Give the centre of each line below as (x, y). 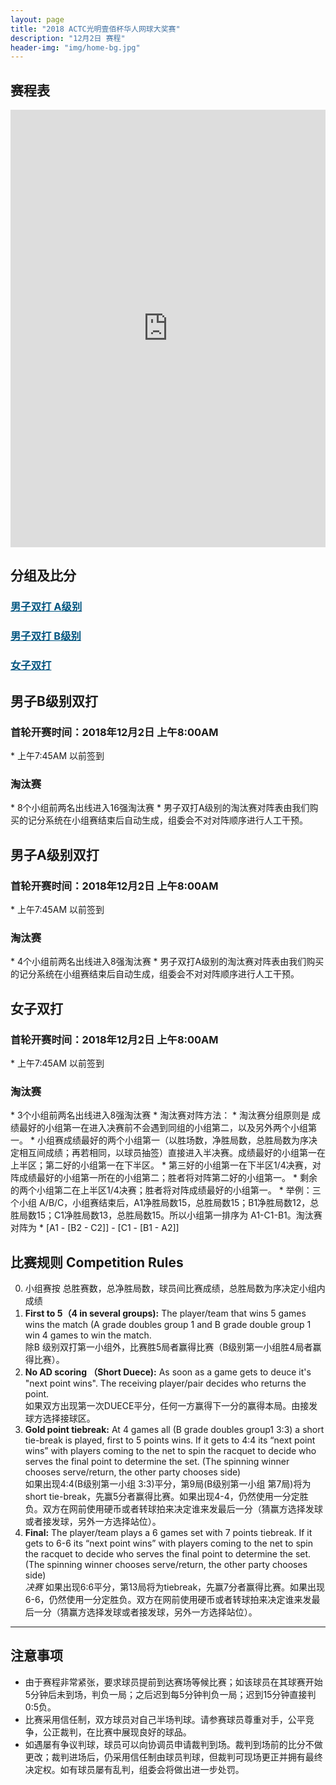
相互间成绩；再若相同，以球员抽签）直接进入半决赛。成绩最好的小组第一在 (172, 1153)
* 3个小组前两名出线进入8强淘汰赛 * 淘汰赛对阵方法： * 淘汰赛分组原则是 (160, 1115)
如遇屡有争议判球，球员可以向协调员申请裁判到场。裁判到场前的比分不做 (173, 1744)
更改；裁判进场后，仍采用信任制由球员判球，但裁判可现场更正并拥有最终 (173, 1757)
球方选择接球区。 (60, 1418)
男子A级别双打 (55, 854)
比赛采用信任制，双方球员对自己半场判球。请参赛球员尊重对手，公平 (165, 1719)
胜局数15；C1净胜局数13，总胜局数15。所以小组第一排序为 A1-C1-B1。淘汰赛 (166, 1215)
